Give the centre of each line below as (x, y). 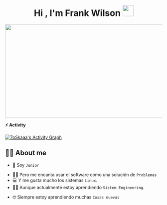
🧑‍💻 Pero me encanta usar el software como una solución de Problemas (84, 175)
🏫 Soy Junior (26, 165)
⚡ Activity (15, 125)
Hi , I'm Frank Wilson (78, 13)
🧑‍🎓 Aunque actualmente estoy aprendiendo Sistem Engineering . (78, 187)
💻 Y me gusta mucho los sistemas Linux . (55, 180)
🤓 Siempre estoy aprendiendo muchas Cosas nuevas (66, 197)
